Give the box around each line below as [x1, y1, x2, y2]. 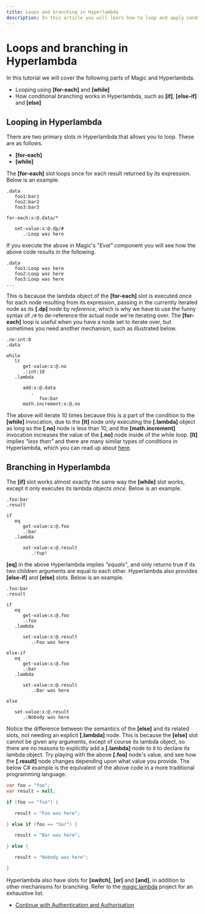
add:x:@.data [22, 385, 56, 391]
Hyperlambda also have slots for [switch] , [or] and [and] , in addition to [6, 876, 185, 883]
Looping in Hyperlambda [6, 117, 103, 127]
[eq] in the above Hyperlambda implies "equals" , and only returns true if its [6, 561, 195, 568]
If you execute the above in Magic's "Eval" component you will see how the [6, 242, 196, 249]
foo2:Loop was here [14, 271, 64, 277]
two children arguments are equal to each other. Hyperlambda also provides [6, 568, 198, 575]
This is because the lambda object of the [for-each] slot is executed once [6, 292, 192, 300]
